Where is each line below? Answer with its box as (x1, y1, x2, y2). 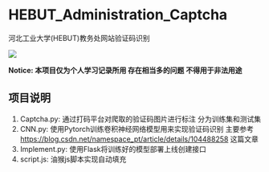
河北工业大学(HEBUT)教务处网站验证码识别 (8, 33, 150, 43)
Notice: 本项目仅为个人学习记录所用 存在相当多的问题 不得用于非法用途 (8, 65, 243, 75)
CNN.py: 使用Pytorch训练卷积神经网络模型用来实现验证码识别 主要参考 (19, 124, 255, 133)
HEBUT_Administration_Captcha (8, 6, 228, 24)
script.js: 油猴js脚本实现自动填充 (19, 154, 127, 164)
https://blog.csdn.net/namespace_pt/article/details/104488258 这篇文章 (19, 134, 259, 144)
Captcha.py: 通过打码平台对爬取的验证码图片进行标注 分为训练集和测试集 (19, 114, 262, 124)
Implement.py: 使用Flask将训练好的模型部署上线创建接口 (19, 144, 206, 154)
